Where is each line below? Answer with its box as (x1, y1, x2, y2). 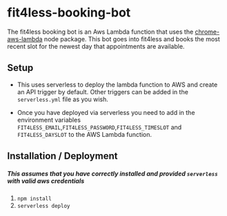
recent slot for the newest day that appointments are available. (7, 42, 185, 50)
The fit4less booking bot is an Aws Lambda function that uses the (7, 28, 194, 36)
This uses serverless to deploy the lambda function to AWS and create (17, 80, 218, 89)
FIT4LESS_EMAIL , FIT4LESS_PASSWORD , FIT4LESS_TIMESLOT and (17, 122, 182, 131)
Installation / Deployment (7, 150, 118, 162)
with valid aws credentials (7, 177, 85, 185)
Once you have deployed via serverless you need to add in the (17, 108, 195, 116)
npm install (17, 195, 52, 202)
